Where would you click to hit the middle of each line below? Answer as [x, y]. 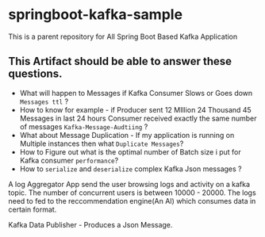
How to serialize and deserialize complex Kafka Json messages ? [131, 169]
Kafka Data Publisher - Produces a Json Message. [90, 224]
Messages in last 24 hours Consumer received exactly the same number [138, 118]
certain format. [33, 209]
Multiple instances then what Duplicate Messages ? [102, 143]
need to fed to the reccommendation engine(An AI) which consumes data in [132, 201]
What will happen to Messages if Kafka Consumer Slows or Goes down [136, 93]
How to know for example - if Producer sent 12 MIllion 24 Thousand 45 [135, 109]
